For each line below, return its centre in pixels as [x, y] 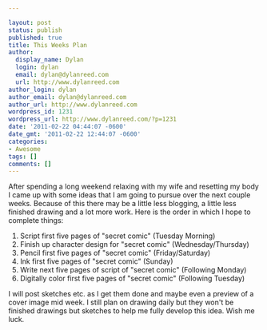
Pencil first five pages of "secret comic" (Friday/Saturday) [115, 253]
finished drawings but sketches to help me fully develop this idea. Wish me [132, 311]
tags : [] [23, 157]
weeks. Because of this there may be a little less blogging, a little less [123, 204]
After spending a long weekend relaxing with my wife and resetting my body [134, 187]
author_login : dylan [43, 89]
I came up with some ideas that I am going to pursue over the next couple [130, 195]
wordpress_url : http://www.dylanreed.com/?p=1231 [93, 119]
